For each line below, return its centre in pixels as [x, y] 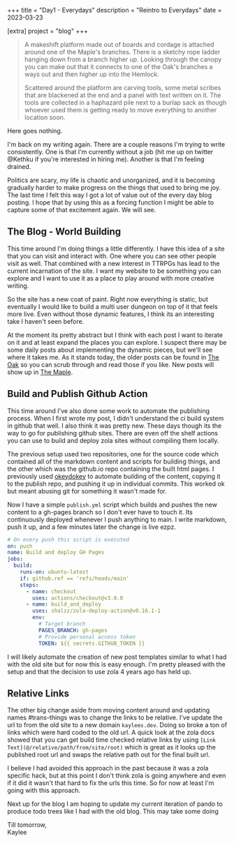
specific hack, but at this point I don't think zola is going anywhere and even [117, 776]
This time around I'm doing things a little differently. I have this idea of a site [116, 248]
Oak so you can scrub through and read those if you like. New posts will [111, 364]
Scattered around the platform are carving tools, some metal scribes [123, 88]
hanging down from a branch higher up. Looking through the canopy [123, 59]
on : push [20, 546]
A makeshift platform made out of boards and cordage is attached [119, 44]
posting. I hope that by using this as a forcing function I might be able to [111, 202]
